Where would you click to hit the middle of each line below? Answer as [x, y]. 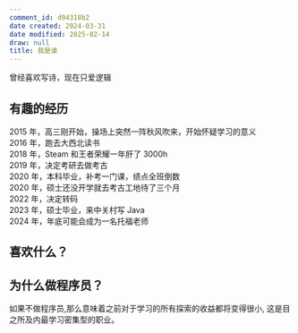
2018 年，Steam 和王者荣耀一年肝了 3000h [89, 154]
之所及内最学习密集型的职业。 [64, 320]
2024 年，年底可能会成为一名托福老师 [79, 221]
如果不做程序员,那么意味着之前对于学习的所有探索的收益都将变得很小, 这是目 [150, 309]
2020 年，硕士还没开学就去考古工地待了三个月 [95, 187]
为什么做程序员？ [56, 285]
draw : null [30, 43]
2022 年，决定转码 [44, 199]
